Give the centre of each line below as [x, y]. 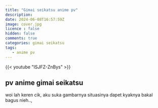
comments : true [21, 39]
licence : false [22, 29]
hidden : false [20, 33]
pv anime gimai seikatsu [44, 82]
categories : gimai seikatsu [35, 43]
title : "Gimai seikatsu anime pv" [42, 10]
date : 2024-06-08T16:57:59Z [35, 19]
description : [19, 15]
